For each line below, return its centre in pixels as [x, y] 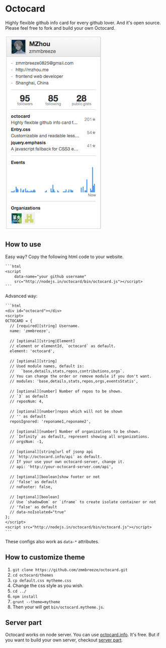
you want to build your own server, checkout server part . [64, 640]
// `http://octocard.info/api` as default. [56, 457]
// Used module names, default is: [47, 366]
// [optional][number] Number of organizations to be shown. [75, 431]
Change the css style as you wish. [48, 585]
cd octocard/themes [33, 575]
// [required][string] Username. [45, 326]
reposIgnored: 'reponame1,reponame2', [51, 421]
